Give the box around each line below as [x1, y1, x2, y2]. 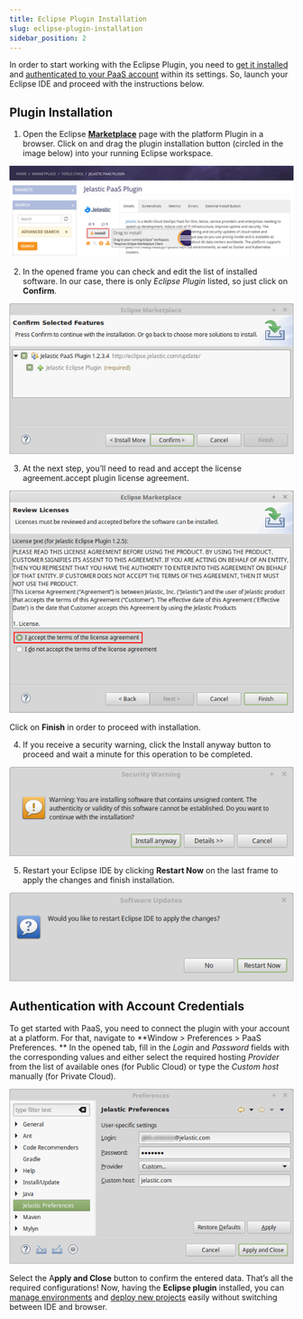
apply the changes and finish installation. [22, 875, 175, 886]
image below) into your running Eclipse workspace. [22, 148, 214, 159]
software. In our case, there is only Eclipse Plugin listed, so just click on [22, 275, 289, 286]
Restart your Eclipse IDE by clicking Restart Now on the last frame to [22, 865, 279, 876]
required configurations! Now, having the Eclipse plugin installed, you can [9, 1282, 285, 1293]
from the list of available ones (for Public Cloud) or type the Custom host [9, 1061, 280, 1072]
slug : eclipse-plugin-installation [9, 23, 143, 33]
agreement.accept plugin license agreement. [22, 473, 189, 484]
